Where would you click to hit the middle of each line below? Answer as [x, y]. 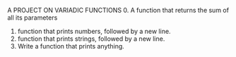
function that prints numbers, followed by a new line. [94, 31]
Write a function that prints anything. [71, 46]
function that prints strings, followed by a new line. [91, 39]
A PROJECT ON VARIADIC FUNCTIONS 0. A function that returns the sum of [118, 10]
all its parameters [33, 18]
